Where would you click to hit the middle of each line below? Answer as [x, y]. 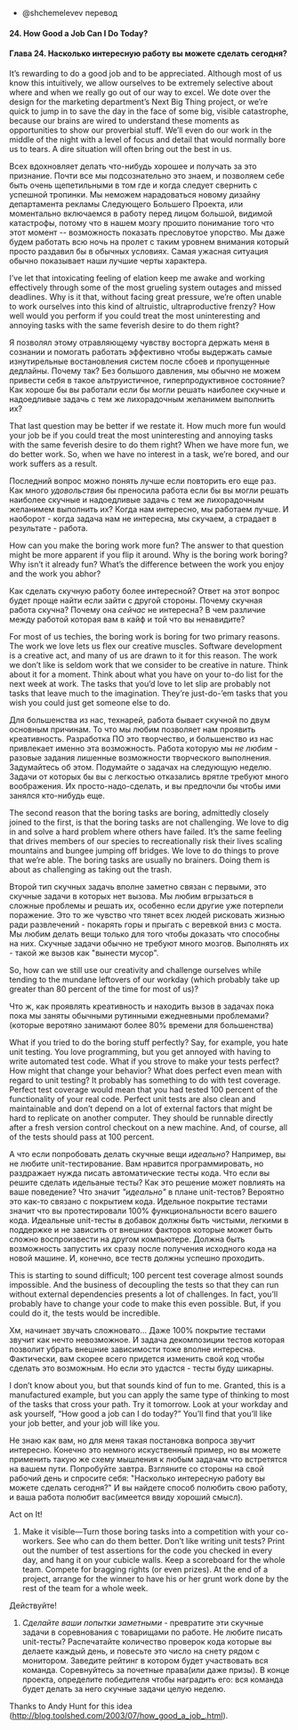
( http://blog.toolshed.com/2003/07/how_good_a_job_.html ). [119, 1715]
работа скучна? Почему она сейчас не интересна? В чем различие [137, 609]
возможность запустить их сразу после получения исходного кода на [143, 1248]
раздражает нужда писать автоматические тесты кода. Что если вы [140, 1172]
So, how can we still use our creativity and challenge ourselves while [135, 970]
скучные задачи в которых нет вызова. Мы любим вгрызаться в [131, 896]
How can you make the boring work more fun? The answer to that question [147, 545]
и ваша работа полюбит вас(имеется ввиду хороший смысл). [126, 1497]
